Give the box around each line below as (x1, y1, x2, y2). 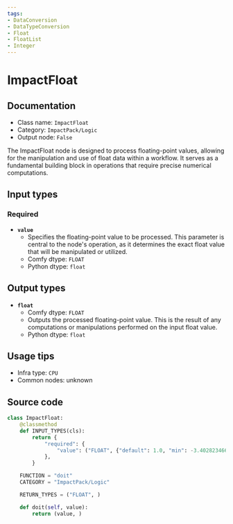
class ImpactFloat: (7, 414, 64, 422)
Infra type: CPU (17, 369, 58, 377)
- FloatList (7, 36, 42, 43)
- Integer (7, 42, 36, 49)
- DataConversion (7, 17, 58, 24)
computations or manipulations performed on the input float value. (27, 323, 218, 331)
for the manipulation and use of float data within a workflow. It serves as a (7, 154, 218, 162)
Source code (7, 396, 64, 408)
